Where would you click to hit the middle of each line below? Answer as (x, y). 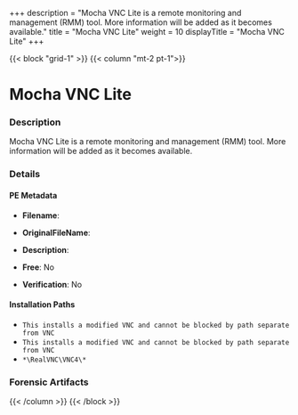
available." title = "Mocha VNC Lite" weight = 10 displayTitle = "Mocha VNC (147, 32)
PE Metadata (33, 195)
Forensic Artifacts (49, 382)
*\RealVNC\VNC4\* (54, 360)
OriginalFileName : (56, 232)
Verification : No (52, 284)
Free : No (38, 267)
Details (25, 175)
